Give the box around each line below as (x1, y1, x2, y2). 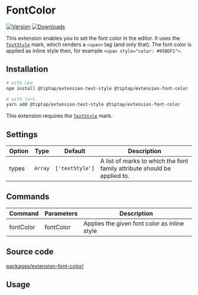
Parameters (44, 209, 78, 218)
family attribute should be (100, 164, 171, 173)
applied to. (100, 172, 130, 180)
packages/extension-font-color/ (6, 262, 84, 270)
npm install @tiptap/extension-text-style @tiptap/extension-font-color (6, 85, 189, 92)
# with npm (6, 80, 33, 86)
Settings (6, 129, 38, 140)
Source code (6, 247, 54, 257)
